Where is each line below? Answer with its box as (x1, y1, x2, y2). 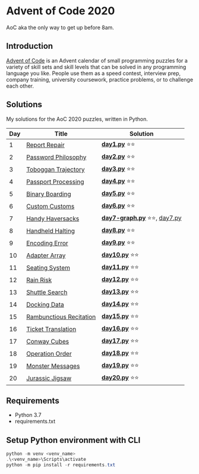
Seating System (26, 264, 70, 272)
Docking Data (26, 301, 64, 309)
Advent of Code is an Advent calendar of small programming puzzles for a (6, 57, 188, 64)
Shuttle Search (26, 288, 68, 297)
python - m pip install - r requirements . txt (6, 461, 116, 468)
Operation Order (26, 350, 72, 358)
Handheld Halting (26, 227, 75, 235)
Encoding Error (26, 239, 68, 248)
